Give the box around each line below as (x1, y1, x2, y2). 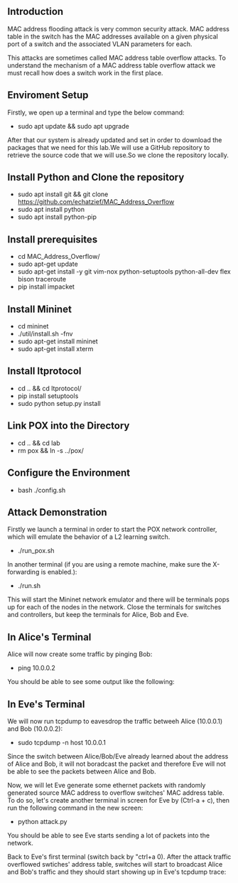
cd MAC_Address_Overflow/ (17, 252, 100, 261)
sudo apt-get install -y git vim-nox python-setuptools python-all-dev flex (17, 267, 231, 276)
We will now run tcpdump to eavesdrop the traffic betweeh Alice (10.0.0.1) (7, 717, 223, 725)
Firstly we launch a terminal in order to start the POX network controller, (7, 525, 217, 534)
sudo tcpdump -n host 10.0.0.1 (17, 738, 107, 746)
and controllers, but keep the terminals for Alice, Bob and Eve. (7, 611, 189, 619)
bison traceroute (17, 275, 66, 284)
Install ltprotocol (7, 365, 82, 378)
